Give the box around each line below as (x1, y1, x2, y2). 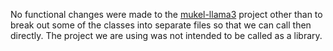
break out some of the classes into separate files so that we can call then (10, 19, 312, 31)
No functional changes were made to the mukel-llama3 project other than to (10, 9, 323, 20)
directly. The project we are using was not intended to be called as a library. (10, 30, 323, 41)
